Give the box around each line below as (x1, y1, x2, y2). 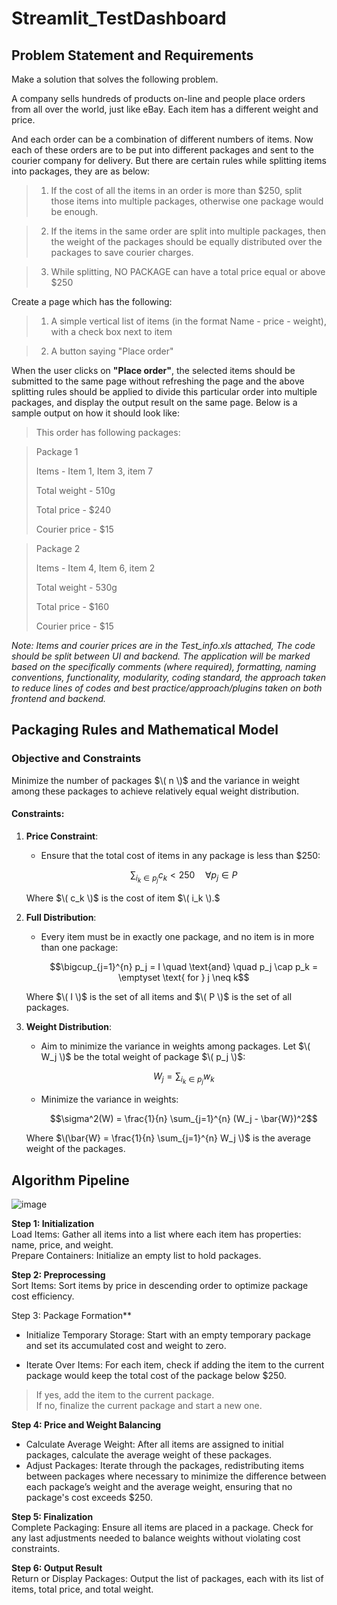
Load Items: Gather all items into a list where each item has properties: (11, 1228, 302, 1240)
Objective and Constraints (11, 752, 142, 766)
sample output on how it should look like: (11, 407, 180, 419)
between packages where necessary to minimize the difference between (25, 1470, 327, 1482)
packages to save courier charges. (50, 247, 194, 258)
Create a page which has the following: (11, 296, 173, 307)
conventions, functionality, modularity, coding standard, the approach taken (11, 672, 327, 683)
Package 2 (35, 543, 81, 554)
